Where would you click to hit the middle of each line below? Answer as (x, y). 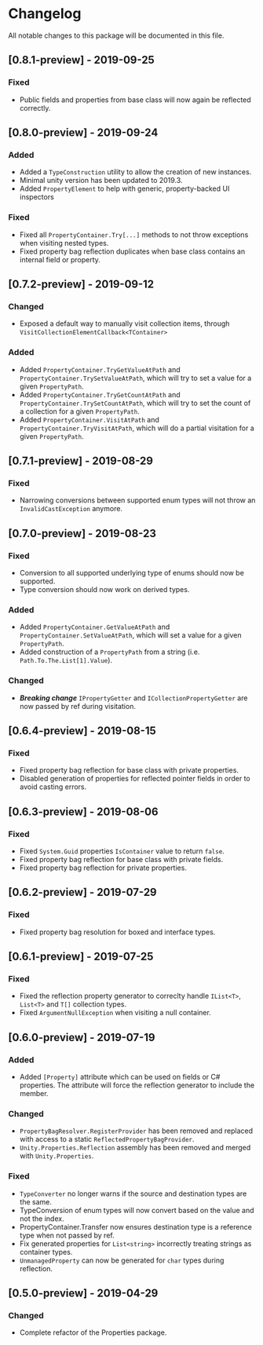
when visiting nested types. (64, 243)
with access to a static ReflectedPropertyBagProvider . (107, 1139)
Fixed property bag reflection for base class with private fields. (121, 859)
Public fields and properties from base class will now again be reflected (135, 100)
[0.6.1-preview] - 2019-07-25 (81, 957)
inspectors (37, 197)
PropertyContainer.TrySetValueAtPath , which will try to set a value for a (135, 378)
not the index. (42, 1219)
